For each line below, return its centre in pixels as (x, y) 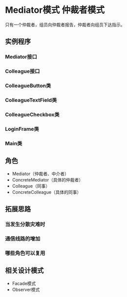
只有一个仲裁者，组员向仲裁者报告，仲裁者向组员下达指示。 (65, 25)
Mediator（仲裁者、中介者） (41, 174)
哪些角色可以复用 (25, 253)
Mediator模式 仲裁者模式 (55, 10)
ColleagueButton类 (28, 86)
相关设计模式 (24, 271)
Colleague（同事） (31, 186)
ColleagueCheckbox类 (32, 115)
